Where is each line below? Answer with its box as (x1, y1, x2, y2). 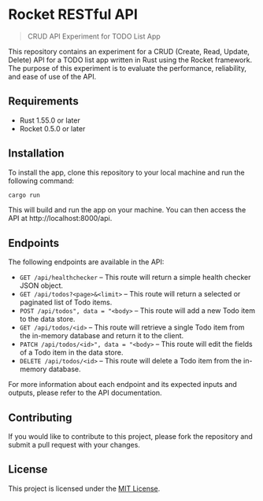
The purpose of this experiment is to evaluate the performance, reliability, (8, 63, 246, 72)
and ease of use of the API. (8, 72, 97, 81)
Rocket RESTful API (8, 6, 138, 24)
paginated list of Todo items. (19, 297, 113, 308)
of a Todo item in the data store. (19, 348, 124, 357)
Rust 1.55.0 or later (19, 116, 80, 125)
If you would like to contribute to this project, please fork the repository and (8, 432, 254, 441)
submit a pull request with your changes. (8, 440, 140, 450)
